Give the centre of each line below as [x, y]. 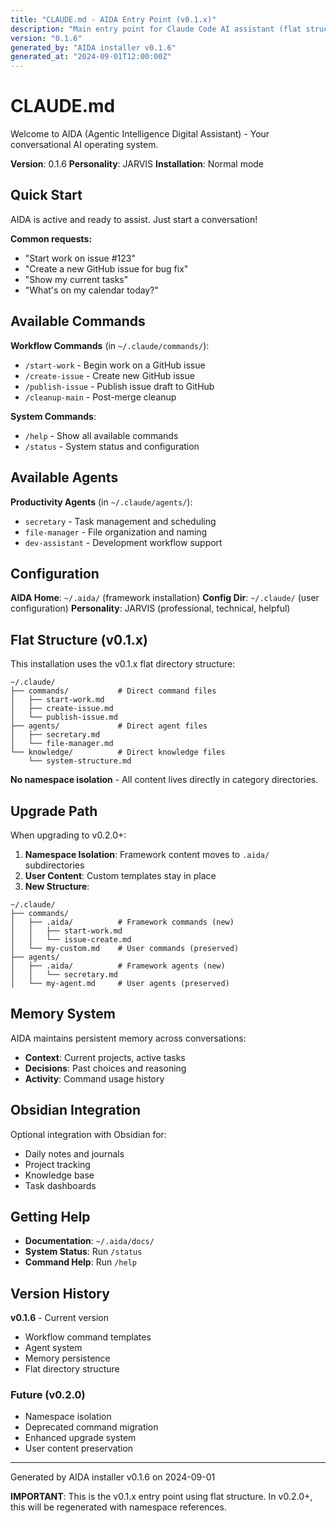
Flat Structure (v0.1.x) [79, 639]
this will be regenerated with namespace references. [118, 1507]
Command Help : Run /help [80, 1262]
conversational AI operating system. [84, 145]
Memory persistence [67, 1358]
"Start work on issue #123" [80, 258]
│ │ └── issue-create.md [71, 939]
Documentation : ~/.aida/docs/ [89, 1241]
